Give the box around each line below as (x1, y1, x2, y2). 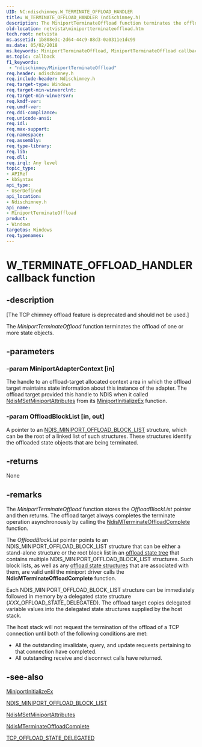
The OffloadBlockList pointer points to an (6, 536, 108, 544)
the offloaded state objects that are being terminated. (6, 438, 139, 446)
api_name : (6, 204, 31, 211)
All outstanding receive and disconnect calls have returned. (14, 654, 162, 662)
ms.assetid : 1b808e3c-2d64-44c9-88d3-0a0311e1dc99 (6, 37, 136, 43)
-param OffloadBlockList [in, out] (6, 413, 105, 421)
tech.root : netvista (6, 31, 58, 37)
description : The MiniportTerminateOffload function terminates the (6, 20, 182, 26)
